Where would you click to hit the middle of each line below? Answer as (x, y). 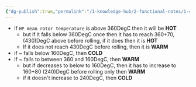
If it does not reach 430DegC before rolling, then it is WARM (95, 47)
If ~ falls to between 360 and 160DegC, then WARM (77, 59)
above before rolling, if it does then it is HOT (104, 40)
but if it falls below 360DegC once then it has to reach (88, 34)
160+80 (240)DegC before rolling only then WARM (84, 71)
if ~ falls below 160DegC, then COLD (58, 53)
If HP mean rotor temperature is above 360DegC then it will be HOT (95, 28)
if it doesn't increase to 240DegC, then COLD (78, 78)
